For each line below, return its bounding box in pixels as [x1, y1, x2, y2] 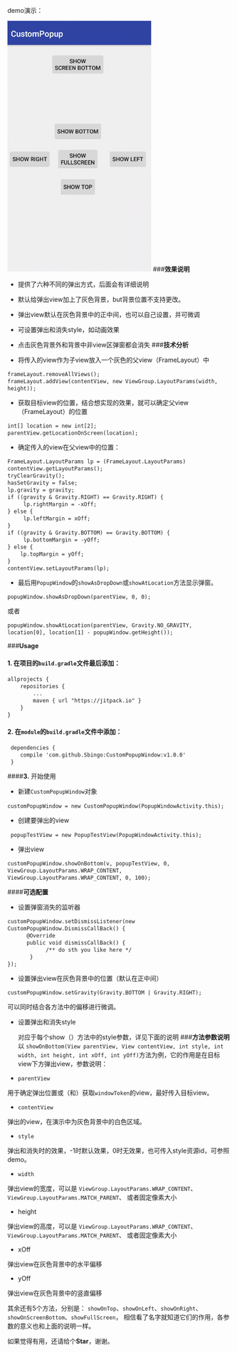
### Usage [7, 642, 39, 650]
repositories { [20, 683, 65, 690]
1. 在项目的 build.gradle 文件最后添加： [7, 658, 121, 667]
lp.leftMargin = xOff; [23, 515, 91, 522]
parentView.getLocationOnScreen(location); [7, 430, 139, 437]
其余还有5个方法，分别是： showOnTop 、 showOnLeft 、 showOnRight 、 [7, 1304, 203, 1313]
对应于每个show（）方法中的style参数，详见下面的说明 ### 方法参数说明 [17, 1033, 230, 1041]
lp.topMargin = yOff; [20, 551, 84, 558]
